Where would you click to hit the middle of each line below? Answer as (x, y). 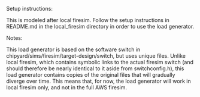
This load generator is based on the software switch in (73, 49)
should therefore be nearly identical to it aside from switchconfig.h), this (95, 68)
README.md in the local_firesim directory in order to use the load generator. (100, 26)
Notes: (14, 38)
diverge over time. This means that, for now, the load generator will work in (99, 81)
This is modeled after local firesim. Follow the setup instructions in (88, 20)
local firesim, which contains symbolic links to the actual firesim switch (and (100, 62)
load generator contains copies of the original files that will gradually (91, 75)
